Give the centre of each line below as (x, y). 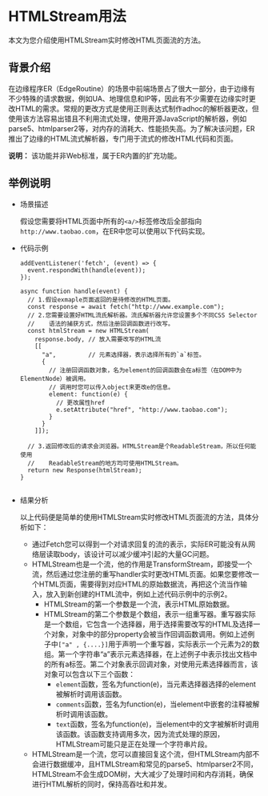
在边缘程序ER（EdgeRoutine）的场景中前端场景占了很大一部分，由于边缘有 (132, 88)
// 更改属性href (80, 402)
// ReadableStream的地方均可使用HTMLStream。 (105, 463)
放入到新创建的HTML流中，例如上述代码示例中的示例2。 (139, 594)
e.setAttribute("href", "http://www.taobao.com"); (142, 410)
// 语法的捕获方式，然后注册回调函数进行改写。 (101, 324)
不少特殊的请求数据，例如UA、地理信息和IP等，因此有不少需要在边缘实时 (129, 98)
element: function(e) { (88, 394)
